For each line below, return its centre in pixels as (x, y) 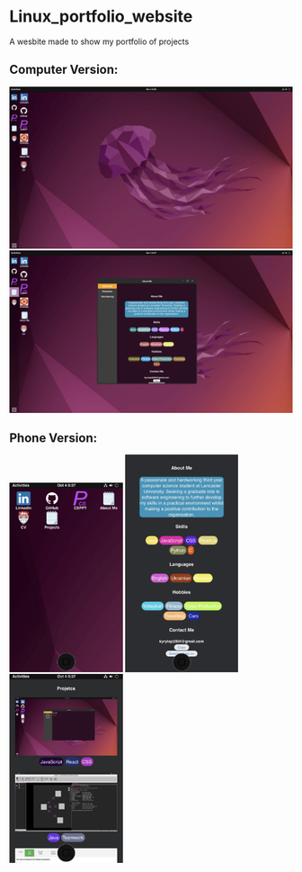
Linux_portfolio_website (101, 17)
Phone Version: (53, 438)
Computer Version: (64, 70)
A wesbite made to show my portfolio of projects (99, 41)
